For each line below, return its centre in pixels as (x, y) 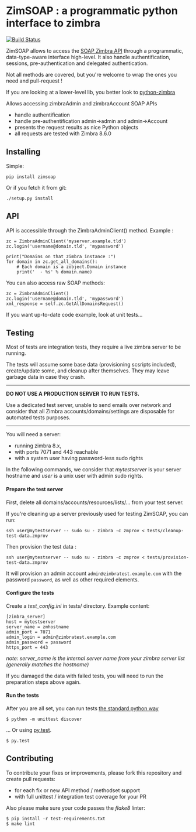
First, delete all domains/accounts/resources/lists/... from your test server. (95, 502)
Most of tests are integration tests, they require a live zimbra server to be (94, 347)
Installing (23, 152)
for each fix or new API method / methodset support (77, 790)
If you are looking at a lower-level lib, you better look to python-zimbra (91, 92)
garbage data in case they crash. (46, 377)
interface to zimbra (53, 23)
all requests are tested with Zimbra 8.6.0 (63, 133)
